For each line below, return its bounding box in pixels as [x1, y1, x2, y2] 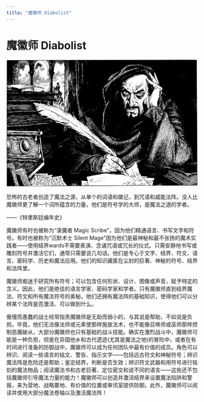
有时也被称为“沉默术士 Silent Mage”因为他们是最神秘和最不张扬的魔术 [16, 234, 191, 242]
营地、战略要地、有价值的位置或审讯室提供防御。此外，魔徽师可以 [27, 381, 192, 389]
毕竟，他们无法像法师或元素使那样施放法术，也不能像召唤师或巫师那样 [16, 321, 192, 328]
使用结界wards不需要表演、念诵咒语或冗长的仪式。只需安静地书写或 [27, 242, 197, 249]
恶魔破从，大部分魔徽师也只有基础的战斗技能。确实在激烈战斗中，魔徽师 [11, 329, 192, 336]
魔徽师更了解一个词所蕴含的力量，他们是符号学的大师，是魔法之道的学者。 [6, 201, 192, 208]
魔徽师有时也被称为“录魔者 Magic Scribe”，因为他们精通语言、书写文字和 [6, 227, 189, 234]
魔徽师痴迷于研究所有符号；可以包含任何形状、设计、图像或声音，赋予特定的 [6, 278, 198, 285]
